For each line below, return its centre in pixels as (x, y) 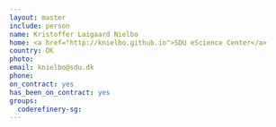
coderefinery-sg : (50, 109)
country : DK (31, 51)
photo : (22, 59)
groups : (24, 101)
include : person (40, 26)
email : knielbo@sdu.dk (52, 68)
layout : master (38, 17)
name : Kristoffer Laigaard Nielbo (74, 34)
